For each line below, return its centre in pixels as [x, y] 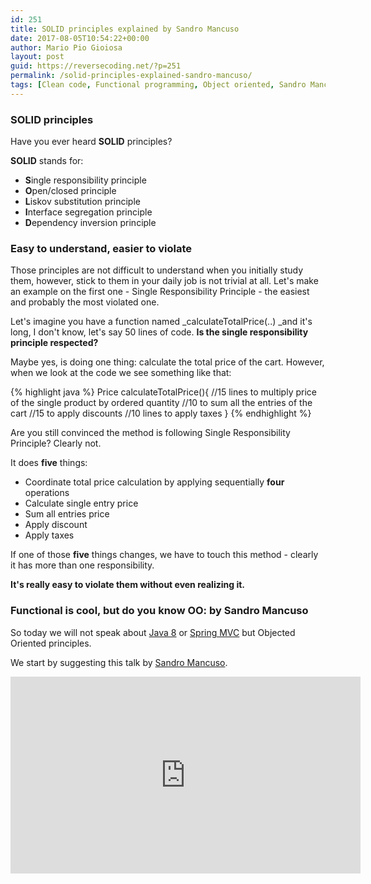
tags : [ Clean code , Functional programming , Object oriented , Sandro [158, 85]
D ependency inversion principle [90, 223]
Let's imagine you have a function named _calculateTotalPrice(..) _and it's [161, 322]
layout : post [37, 57]
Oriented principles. [51, 643]
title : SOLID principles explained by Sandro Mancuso [125, 29]
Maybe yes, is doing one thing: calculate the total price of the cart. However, [167, 362]
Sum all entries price [67, 514]
